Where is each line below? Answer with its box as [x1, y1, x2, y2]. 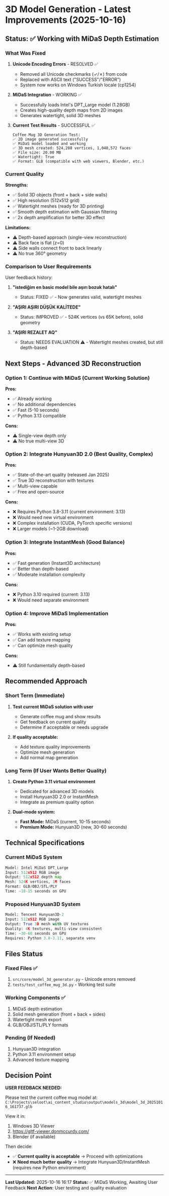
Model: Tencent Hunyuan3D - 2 [5, 912, 64, 917]
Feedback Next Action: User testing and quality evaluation [5, 1184, 127, 1190]
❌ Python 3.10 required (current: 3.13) [12, 591, 90, 597]
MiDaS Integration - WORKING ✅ [12, 91, 82, 97]
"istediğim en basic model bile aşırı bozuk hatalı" [12, 284, 117, 290]
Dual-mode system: [12, 809, 55, 815]
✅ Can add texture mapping [12, 637, 70, 643]
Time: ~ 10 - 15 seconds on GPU [5, 889, 66, 894]
